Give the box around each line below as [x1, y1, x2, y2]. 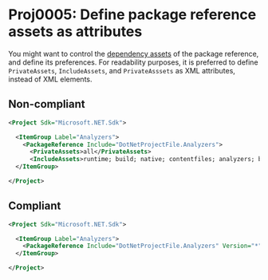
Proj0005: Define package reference [8, 6, 257, 24]
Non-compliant [8, 97, 85, 111]
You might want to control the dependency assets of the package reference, [8, 49, 259, 58]
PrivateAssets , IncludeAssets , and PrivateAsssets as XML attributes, [8, 65, 235, 75]
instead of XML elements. [8, 74, 93, 84]
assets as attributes [8, 22, 143, 41]
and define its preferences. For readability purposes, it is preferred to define [8, 57, 258, 67]
